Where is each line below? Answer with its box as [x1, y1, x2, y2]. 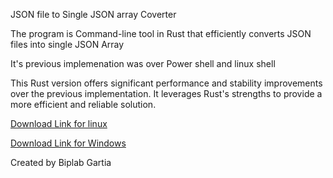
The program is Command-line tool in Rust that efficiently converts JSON [10, 28, 312, 39]
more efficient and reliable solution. [10, 99, 157, 110]
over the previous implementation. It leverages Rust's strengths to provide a [10, 88, 323, 99]
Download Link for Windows [10, 137, 127, 149]
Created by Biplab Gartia [10, 157, 112, 168]
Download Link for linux [10, 118, 108, 129]
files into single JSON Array [10, 39, 125, 50]
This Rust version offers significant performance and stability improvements [10, 77, 323, 89]
